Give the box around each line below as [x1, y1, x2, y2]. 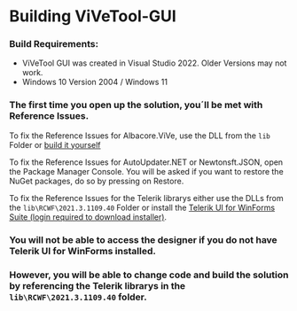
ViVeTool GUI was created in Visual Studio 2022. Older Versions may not [21, 58, 287, 68]
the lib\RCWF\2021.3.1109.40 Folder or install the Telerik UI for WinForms [9, 202, 276, 213]
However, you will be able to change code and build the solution [9, 268, 289, 281]
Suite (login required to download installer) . [9, 211, 167, 222]
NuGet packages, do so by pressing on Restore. [9, 175, 184, 186]
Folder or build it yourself [9, 139, 101, 150]
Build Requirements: [9, 38, 99, 51]
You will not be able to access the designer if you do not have [9, 233, 277, 245]
